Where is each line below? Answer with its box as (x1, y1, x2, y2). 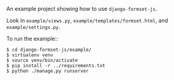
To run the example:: (6, 35, 58, 42)
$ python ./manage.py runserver (6, 68, 89, 74)
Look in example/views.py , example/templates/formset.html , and (6, 17, 168, 24)
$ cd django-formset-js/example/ (6, 47, 92, 53)
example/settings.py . (6, 24, 61, 30)
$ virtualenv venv (6, 52, 53, 58)
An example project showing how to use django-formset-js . (6, 5, 157, 12)
